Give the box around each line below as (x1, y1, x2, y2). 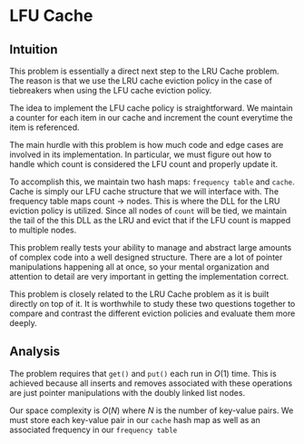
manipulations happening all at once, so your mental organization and (9, 261, 270, 272)
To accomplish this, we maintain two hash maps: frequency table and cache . (9, 176, 295, 187)
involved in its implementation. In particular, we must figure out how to (9, 149, 272, 160)
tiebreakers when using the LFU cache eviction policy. (9, 85, 212, 95)
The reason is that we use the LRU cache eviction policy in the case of (9, 75, 272, 86)
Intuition (9, 42, 58, 57)
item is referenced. (9, 122, 80, 133)
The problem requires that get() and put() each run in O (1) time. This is (9, 368, 277, 379)
